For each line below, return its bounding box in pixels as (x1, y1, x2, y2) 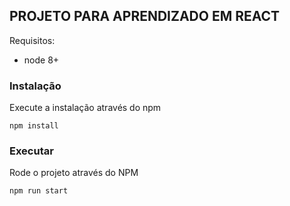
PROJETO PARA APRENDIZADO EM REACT (9, 8, 281, 25)
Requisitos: (9, 34, 56, 46)
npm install (9, 121, 59, 131)
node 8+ (23, 54, 60, 66)
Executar (9, 144, 54, 158)
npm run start (9, 186, 69, 196)
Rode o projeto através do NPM (9, 167, 139, 179)
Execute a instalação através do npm (9, 102, 162, 114)
